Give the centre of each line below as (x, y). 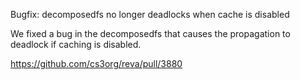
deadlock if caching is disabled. (76, 44)
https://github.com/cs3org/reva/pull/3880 (96, 63)
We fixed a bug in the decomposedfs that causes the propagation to (150, 33)
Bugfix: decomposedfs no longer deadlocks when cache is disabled (150, 14)
